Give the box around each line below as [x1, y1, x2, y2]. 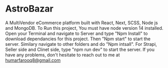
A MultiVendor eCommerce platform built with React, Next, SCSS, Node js [5, 20, 158, 26]
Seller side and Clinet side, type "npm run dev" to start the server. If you [5, 46, 155, 52]
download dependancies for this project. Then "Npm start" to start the [5, 36, 151, 42]
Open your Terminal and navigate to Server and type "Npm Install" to [5, 30, 148, 36]
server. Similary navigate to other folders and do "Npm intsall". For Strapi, [5, 41, 157, 47]
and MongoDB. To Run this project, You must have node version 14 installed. [5, 25, 163, 31]
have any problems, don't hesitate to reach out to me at [5, 51, 120, 58]
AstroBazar [5, 3, 54, 15]
